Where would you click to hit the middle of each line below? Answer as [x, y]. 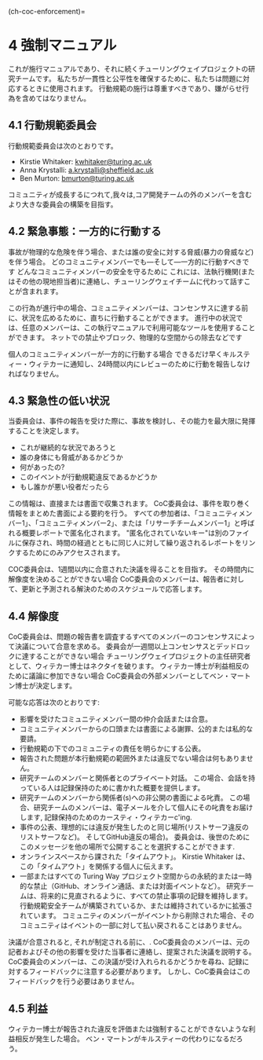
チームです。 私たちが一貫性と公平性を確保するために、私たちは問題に [129, 79]
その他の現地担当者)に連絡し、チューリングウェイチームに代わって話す [129, 281]
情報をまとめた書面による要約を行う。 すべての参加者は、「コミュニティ [124, 513]
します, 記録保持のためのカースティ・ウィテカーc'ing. [106, 817]
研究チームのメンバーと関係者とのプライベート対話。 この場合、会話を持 [137, 778]
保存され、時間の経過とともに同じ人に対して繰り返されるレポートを [131, 543]
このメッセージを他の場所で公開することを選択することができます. [127, 847]
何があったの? [42, 468]
